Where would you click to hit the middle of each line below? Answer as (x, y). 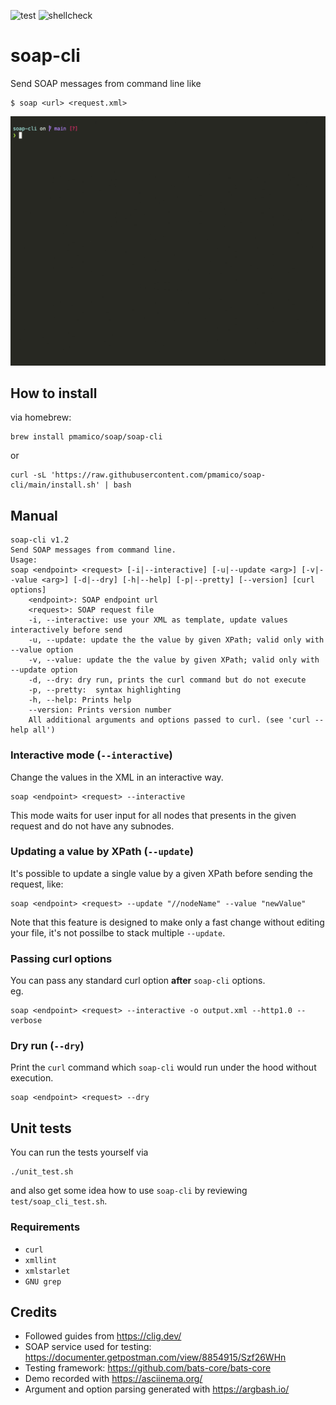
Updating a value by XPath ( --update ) (102, 852)
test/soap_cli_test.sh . (59, 1201)
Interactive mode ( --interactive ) (91, 755)
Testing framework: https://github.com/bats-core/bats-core (148, 1368)
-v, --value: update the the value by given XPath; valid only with (174, 660)
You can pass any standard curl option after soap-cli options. (138, 981)
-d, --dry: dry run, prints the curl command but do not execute (167, 680)
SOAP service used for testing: (88, 1347)
